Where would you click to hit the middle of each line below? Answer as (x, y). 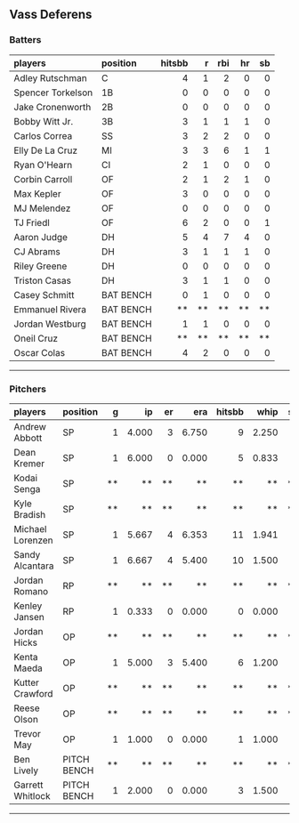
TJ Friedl (32, 222)
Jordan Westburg (50, 324)
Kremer (29, 464)
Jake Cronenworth (53, 107)
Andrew (30, 426)
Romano (31, 591)
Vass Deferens (51, 15)
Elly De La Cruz (46, 150)
